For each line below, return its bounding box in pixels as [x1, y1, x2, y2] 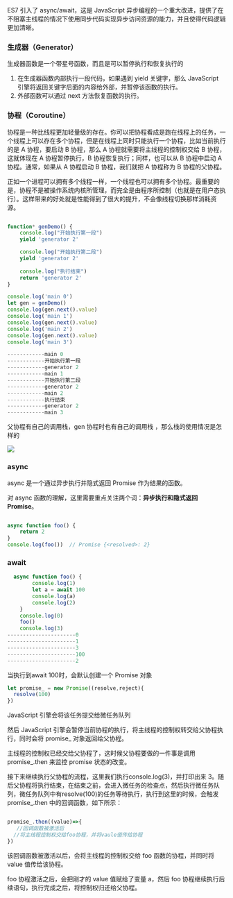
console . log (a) [32, 593, 76, 600]
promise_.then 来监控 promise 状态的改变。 [7, 758, 130, 766]
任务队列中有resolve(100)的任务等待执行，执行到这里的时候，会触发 [25, 790, 219, 798]
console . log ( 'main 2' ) [7, 325, 73, 332]
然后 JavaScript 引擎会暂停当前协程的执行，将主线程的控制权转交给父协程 [7, 726, 218, 734]
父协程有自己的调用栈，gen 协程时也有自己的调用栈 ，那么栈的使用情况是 [7, 423, 216, 431]
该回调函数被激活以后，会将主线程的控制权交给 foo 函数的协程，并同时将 [7, 851, 215, 859]
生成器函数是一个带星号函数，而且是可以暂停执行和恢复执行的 [7, 60, 184, 68]
